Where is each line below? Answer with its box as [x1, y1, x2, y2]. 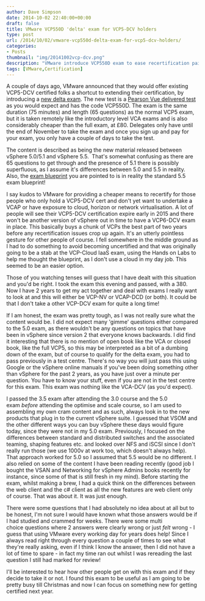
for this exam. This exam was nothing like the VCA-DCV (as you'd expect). [6, 383, 193, 391]
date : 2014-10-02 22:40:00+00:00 [6, 15, 92, 21]
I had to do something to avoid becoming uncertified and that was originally [6, 243, 196, 250]
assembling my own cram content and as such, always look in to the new [6, 408, 190, 416]
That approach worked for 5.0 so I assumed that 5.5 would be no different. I [6, 454, 196, 461]
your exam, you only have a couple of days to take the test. [6, 135, 155, 142]
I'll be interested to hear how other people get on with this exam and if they [6, 568, 195, 575]
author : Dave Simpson [6, 9, 62, 15]
